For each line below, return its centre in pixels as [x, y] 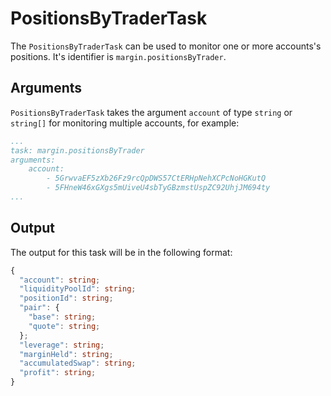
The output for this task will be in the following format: [121, 252]
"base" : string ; [62, 317]
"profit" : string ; [58, 373]
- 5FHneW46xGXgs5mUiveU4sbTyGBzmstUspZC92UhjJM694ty [158, 188]
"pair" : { [39, 308]
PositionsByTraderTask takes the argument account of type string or [151, 112]
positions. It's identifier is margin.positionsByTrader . [118, 56]
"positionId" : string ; [66, 298]
